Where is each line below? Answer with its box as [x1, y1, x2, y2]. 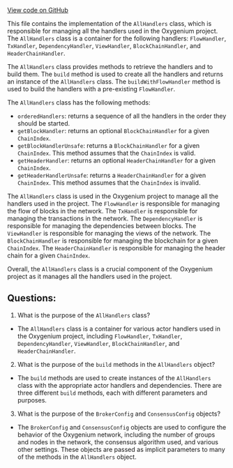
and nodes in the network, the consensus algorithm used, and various [17, 437, 218, 446]
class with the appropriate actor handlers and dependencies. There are [17, 381, 222, 389]
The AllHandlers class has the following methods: [7, 98, 151, 107]
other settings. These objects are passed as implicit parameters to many [17, 445, 225, 453]
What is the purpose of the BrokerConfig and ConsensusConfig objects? [17, 409, 221, 418]
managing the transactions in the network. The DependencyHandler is [7, 214, 203, 222]
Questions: [7, 292, 57, 304]
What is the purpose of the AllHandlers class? [17, 310, 151, 319]
